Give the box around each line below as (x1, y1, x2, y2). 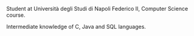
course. (6, 11, 26, 19)
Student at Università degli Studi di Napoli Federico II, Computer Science (6, 5, 189, 12)
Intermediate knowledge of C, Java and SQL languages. (6, 23, 146, 30)
